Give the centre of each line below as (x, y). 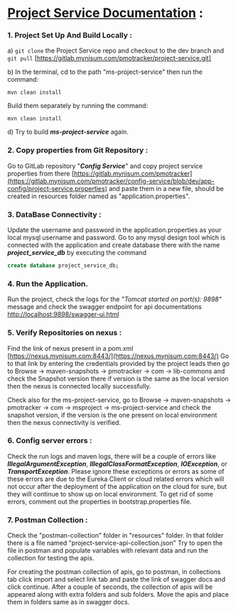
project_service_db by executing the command (77, 253)
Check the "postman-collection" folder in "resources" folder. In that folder (115, 536)
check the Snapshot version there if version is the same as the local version (118, 379)
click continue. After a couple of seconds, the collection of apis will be (110, 587)
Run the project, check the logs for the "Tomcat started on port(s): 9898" (115, 299)
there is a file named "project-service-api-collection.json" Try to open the (115, 543)
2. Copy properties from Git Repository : (78, 151)
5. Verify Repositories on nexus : (65, 333)
